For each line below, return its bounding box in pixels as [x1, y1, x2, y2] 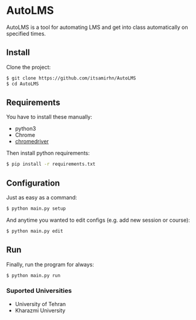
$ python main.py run [6, 272, 61, 278]
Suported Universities [6, 287, 72, 295]
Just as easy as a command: [6, 194, 77, 201]
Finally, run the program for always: [6, 260, 95, 268]
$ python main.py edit [6, 228, 63, 234]
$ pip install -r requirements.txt [6, 161, 96, 168]
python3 [14, 125, 36, 133]
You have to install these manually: [6, 113, 92, 121]
